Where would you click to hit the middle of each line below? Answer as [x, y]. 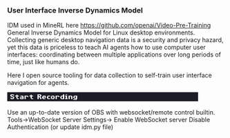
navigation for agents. [38, 83]
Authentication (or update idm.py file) [60, 127]
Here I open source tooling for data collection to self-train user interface [109, 75]
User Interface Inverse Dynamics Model [75, 10]
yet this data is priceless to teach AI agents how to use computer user [106, 48]
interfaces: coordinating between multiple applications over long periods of [114, 55]
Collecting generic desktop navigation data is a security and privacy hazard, [115, 40]
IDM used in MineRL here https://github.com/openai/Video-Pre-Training [109, 26]
